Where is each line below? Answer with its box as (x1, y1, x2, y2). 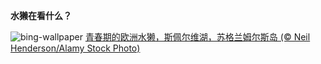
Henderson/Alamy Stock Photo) (10, 42, 141, 54)
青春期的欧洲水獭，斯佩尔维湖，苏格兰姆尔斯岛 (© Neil (84, 31, 311, 43)
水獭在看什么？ (10, 10, 72, 21)
